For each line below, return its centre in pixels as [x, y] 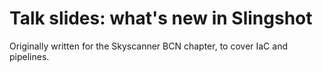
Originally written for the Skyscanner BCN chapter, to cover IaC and [148, 46]
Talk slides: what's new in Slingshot [161, 18]
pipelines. [29, 56]
